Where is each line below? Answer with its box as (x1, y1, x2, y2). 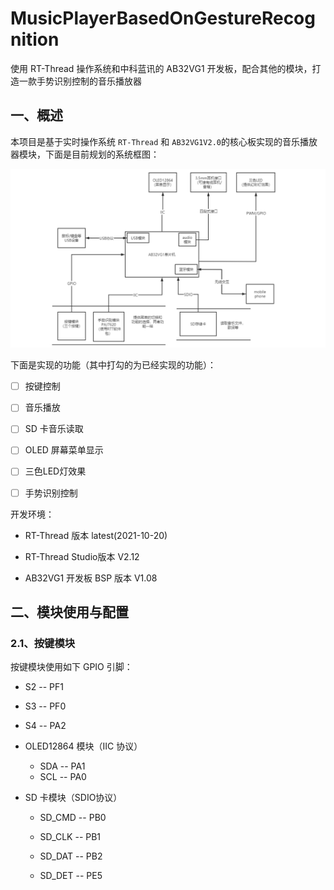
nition (10, 28, 60, 51)
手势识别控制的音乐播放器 (36, 75, 142, 87)
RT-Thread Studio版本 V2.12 (24, 550, 140, 562)
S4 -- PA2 (24, 720, 67, 732)
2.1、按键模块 (10, 636, 76, 650)
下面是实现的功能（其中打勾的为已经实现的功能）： (10, 359, 217, 371)
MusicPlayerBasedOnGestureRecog (10, 7, 316, 30)
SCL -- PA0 (39, 771, 87, 783)
